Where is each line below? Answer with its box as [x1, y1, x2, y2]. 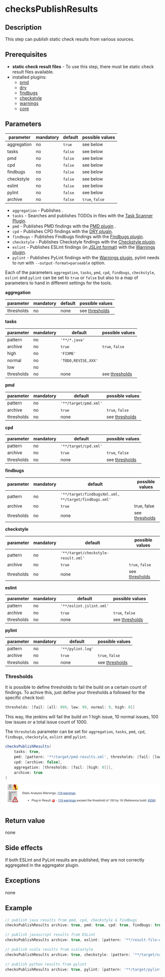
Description [5, 23, 42, 32]
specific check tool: [5, 695, 45, 701]
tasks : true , [14, 749, 41, 754]
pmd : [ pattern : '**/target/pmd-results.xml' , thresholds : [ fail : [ [14, 754, 155, 760]
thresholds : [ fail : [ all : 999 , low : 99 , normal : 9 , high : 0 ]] [5, 705, 135, 710]
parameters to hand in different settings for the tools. [5, 280, 112, 286]
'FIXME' [60, 352, 76, 356]
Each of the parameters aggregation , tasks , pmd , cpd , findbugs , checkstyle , [5, 269, 156, 275]
